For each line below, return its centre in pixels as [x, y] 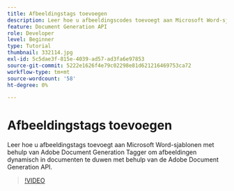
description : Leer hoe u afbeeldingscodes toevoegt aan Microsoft [106, 20]
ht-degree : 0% [28, 85]
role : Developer [31, 33]
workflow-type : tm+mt [39, 72]
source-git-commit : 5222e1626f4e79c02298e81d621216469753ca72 [99, 66]
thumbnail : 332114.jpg [40, 53]
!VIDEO [34, 181]
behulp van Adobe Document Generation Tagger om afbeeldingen [102, 152]
